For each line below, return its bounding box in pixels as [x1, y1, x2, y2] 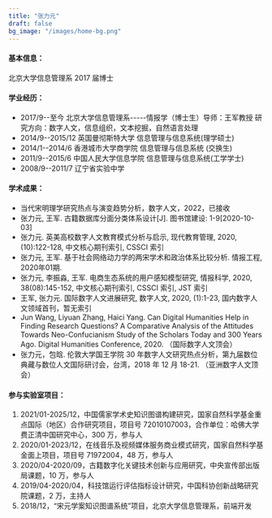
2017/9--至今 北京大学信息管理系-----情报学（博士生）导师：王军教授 [19, 112, 253, 122]
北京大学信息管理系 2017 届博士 [8, 72, 114, 82]
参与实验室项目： [8, 390, 66, 399]
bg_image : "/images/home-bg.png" [8, 27, 122, 35]
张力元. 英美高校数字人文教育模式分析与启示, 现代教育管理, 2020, [19, 232, 238, 242]
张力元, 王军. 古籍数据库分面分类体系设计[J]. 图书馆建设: [19, 213, 208, 223]
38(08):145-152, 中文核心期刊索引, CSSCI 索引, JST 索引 [19, 282, 209, 293]
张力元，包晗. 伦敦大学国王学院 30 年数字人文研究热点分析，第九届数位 [19, 349, 258, 359]
